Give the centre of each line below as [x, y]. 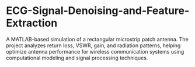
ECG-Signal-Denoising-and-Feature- [98, 11]
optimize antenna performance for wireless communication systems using [95, 51]
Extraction [32, 23]
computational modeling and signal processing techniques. [77, 58]
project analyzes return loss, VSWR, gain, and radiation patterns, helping [93, 45]
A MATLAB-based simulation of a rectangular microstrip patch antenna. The [97, 39]
